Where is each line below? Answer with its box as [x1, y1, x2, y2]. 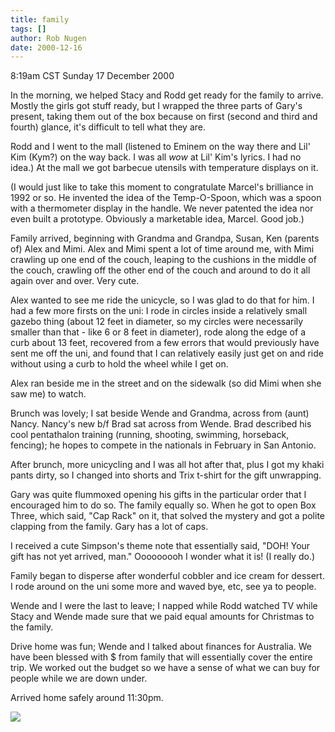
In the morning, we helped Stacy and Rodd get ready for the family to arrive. [10, 89, 324, 101]
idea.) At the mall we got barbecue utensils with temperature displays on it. [10, 162, 319, 174]
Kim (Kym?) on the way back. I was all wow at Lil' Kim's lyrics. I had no [10, 151, 302, 163]
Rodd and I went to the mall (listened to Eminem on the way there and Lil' [10, 141, 311, 153]
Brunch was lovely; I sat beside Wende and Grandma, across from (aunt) [10, 407, 310, 420]
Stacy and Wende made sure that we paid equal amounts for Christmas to [10, 611, 315, 623]
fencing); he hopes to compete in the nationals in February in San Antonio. [10, 439, 317, 451]
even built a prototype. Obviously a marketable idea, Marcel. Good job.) [10, 213, 305, 225]
